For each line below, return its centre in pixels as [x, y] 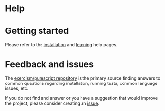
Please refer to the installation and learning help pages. [61, 45]
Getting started [37, 31]
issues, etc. [17, 88]
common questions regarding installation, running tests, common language [81, 83]
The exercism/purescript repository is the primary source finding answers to [83, 78]
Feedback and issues [49, 65]
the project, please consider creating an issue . [52, 103]
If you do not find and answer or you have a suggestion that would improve [82, 98]
